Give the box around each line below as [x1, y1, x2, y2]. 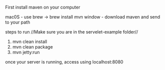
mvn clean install [12, 38, 47, 44]
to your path [5, 19, 30, 25]
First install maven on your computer [5, 4, 81, 10]
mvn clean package [12, 44, 53, 49]
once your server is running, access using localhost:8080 [5, 59, 124, 64]
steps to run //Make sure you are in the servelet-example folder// [5, 29, 139, 34]
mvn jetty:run [12, 49, 40, 55]
